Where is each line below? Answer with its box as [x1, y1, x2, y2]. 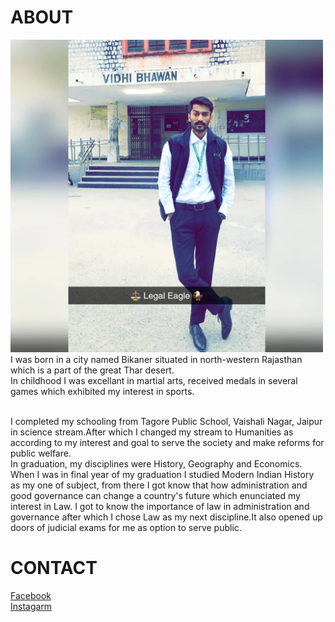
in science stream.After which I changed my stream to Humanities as [10, 426, 294, 438]
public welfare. [10, 447, 72, 459]
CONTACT [10, 557, 98, 580]
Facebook [10, 589, 52, 601]
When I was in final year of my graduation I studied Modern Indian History [10, 468, 315, 480]
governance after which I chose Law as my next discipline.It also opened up [10, 511, 323, 523]
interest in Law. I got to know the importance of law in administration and [10, 500, 310, 512]
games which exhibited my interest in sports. [10, 385, 195, 397]
